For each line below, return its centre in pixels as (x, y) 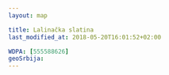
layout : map (28, 15)
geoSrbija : (26, 59)
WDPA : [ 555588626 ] (38, 51)
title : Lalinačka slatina (51, 30)
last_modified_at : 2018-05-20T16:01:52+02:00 (84, 37)
